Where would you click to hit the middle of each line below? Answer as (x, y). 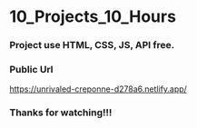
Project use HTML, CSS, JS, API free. (92, 45)
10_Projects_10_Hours (93, 17)
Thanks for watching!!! (61, 113)
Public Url (31, 70)
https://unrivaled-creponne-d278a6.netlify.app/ (98, 89)
